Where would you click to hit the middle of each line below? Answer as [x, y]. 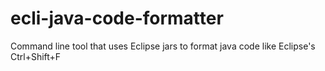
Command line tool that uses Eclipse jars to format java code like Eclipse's [163, 46]
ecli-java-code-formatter [117, 18]
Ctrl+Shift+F [36, 56]
